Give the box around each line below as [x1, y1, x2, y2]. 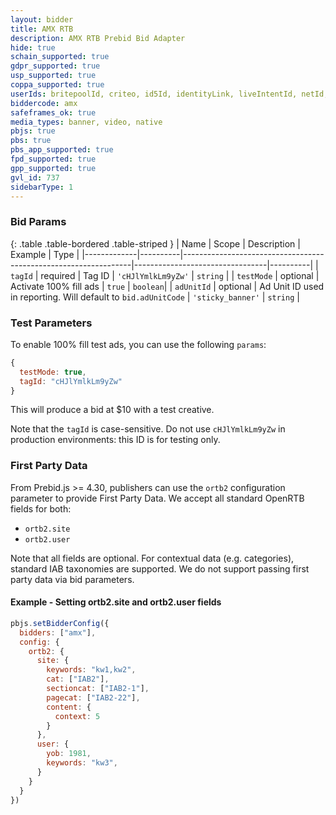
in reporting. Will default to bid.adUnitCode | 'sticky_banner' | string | [10, 291, 300, 303]
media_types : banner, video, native [10, 117, 163, 127]
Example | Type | [10, 248, 80, 260]
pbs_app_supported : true [10, 145, 114, 155]
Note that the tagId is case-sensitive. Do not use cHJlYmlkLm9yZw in [10, 423, 286, 435]
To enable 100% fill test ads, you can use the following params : [10, 338, 267, 350]
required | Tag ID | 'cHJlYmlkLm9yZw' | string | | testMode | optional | [40, 269, 320, 281]
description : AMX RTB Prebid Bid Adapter [10, 33, 186, 43]
